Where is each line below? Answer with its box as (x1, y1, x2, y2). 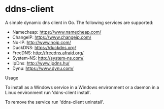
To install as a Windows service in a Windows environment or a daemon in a (5, 84, 159, 90)
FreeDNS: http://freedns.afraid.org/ (12, 50, 84, 56)
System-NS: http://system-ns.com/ (12, 55, 84, 61)
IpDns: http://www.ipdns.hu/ (12, 60, 70, 66)
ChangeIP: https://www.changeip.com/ (12, 34, 92, 40)
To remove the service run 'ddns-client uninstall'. (5, 99, 104, 105)
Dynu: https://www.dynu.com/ (12, 65, 74, 71)
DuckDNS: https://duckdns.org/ (12, 44, 76, 50)
